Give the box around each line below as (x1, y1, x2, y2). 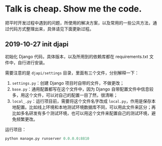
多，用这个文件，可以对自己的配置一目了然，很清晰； (12, 92, 118, 98)
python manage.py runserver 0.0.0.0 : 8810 (5, 136, 90, 141)
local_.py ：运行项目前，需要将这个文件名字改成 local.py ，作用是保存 (12, 98, 152, 104)
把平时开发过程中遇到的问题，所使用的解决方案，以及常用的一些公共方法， (5, 20, 153, 26)
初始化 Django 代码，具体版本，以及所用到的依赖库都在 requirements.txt (5, 53, 148, 59)
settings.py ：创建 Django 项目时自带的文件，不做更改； (12, 80, 124, 86)
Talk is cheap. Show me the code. (5, 3, 142, 14)
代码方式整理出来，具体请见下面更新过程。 (9, 26, 94, 32)
